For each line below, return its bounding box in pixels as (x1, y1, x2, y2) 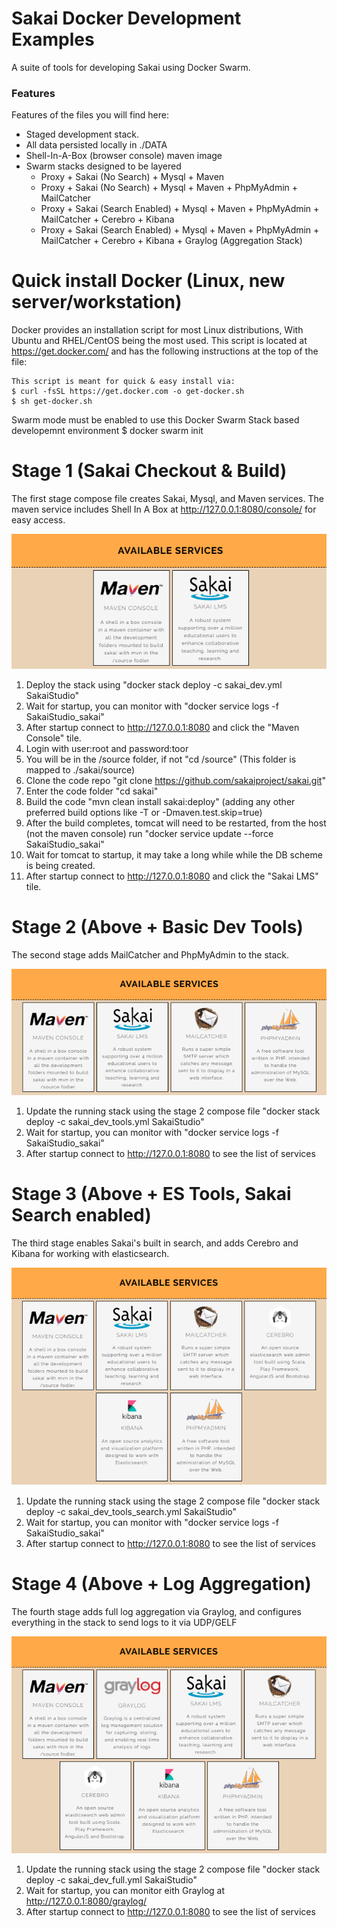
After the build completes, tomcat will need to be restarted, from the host (25, 817, 327, 829)
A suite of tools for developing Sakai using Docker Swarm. (11, 61, 251, 73)
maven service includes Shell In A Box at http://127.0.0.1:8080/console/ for (11, 503, 317, 516)
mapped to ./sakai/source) (25, 763, 136, 776)
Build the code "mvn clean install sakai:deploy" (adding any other (25, 795, 296, 807)
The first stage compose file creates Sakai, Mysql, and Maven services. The (11, 493, 324, 505)
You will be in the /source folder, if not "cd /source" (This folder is (25, 753, 297, 765)
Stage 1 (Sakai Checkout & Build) (11, 460, 288, 482)
